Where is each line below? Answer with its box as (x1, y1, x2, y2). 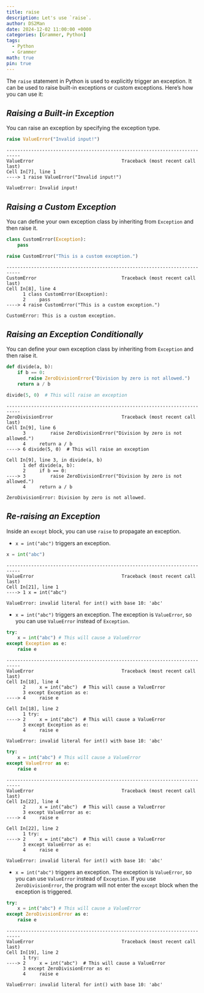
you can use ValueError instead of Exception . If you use (15, 874, 156, 882)
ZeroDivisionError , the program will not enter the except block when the (15, 881, 198, 889)
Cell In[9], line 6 (6, 424, 56, 430)
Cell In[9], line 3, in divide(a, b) (6, 457, 103, 463)
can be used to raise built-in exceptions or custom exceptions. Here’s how (6, 84, 194, 91)
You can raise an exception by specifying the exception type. (6, 124, 161, 132)
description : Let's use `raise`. (6, 15, 92, 21)
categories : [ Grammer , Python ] (6, 32, 86, 38)
